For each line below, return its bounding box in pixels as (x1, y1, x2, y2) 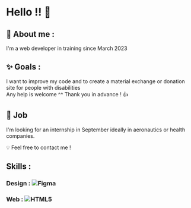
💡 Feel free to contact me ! (6, 144, 71, 151)
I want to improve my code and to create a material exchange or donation (6, 77, 185, 85)
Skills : (6, 162, 31, 172)
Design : (6, 179, 31, 187)
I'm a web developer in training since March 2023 (6, 45, 128, 52)
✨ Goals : (6, 62, 41, 72)
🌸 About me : (6, 29, 55, 39)
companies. (6, 132, 35, 139)
